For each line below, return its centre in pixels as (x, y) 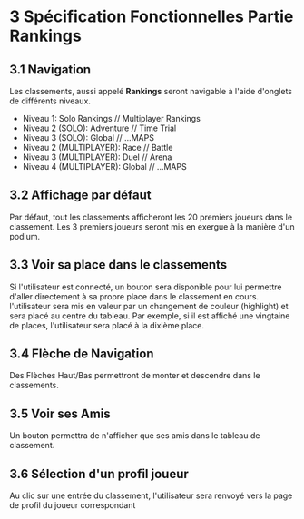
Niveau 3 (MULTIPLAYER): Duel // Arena (97, 157)
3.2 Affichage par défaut (80, 196)
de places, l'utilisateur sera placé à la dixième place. (107, 325)
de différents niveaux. (50, 101)
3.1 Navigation (50, 69)
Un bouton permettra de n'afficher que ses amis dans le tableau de (135, 436)
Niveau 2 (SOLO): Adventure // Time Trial (99, 128)
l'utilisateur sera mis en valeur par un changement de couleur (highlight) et (149, 306)
